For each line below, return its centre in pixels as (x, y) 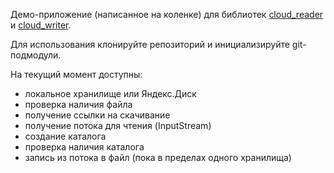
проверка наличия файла (78, 104)
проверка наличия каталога (84, 147)
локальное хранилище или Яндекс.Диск (110, 93)
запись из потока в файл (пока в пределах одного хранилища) (158, 157)
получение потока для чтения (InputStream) (118, 125)
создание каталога (65, 136)
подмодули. (36, 55)
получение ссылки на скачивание (97, 115)
